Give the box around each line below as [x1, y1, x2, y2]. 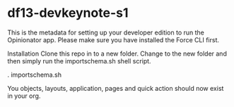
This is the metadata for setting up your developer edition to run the [7, 28, 205, 37]
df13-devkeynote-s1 [7, 5, 129, 21]
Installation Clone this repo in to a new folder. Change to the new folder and [7, 49, 228, 58]
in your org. [7, 92, 41, 100]
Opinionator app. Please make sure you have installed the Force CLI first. [7, 35, 219, 44]
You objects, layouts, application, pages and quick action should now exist [7, 84, 224, 92]
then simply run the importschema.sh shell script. [7, 56, 151, 65]
